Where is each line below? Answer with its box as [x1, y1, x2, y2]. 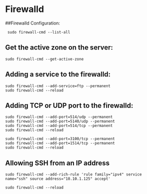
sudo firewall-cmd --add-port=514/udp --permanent [5, 114, 113, 119]
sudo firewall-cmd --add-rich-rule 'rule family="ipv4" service [5, 172, 142, 177]
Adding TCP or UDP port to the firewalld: [5, 101, 133, 109]
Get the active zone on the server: [5, 43, 113, 52]
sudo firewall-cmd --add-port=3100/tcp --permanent [5, 136, 115, 141]
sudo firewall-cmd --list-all [7, 29, 70, 34]
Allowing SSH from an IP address [5, 158, 110, 167]
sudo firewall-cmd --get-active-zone [5, 56, 84, 61]
